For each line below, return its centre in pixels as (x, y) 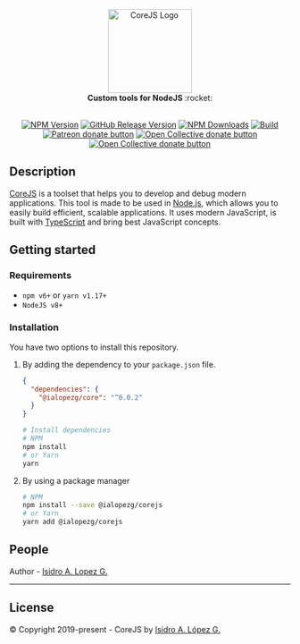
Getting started (53, 250)
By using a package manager (76, 480)
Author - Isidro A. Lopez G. (58, 571)
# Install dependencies (67, 430)
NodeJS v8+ (42, 305)
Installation (34, 327)
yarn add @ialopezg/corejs (72, 522)
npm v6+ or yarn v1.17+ (64, 295)
